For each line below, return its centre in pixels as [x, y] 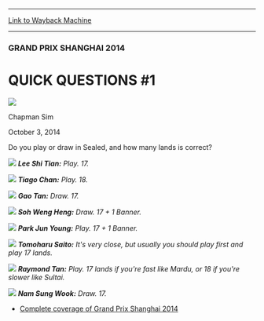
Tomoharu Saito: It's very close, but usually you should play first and [130, 244]
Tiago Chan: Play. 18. [53, 179]
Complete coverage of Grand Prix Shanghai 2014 [99, 308]
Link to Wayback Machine [50, 20]
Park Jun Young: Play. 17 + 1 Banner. [78, 228]
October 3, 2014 [34, 132]
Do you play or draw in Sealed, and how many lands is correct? [110, 147]
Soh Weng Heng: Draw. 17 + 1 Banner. [79, 212]
